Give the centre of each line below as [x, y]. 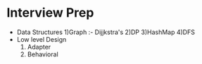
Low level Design [42, 39]
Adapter [39, 47]
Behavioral [43, 54]
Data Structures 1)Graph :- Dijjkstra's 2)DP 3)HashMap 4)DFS [106, 32]
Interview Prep [50, 13]
